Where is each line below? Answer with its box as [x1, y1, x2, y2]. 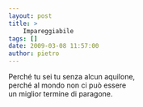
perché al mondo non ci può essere [8, 80, 127, 90]
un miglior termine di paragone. [8, 89, 113, 98]
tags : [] [8, 34, 38, 43]
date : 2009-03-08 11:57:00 [8, 42, 99, 50]
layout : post [8, 11, 53, 20]
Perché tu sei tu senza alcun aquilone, [8, 72, 136, 81]
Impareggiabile [23, 27, 74, 35]
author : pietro [8, 49, 60, 58]
